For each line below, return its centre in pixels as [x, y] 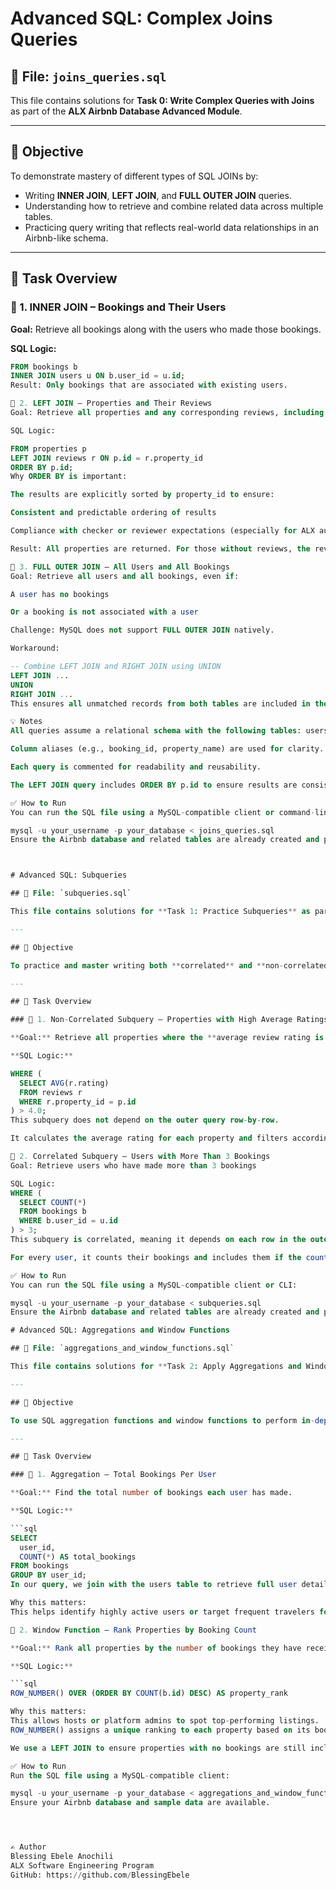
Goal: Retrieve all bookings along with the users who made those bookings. [166, 329]
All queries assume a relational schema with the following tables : [156, 731]
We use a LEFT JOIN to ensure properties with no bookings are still [158, 1748]
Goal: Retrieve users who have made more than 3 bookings [133, 1165]
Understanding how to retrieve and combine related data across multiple [174, 206]
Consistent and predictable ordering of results [113, 513]
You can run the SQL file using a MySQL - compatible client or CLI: [154, 1285]
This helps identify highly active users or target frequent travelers [162, 1612]
